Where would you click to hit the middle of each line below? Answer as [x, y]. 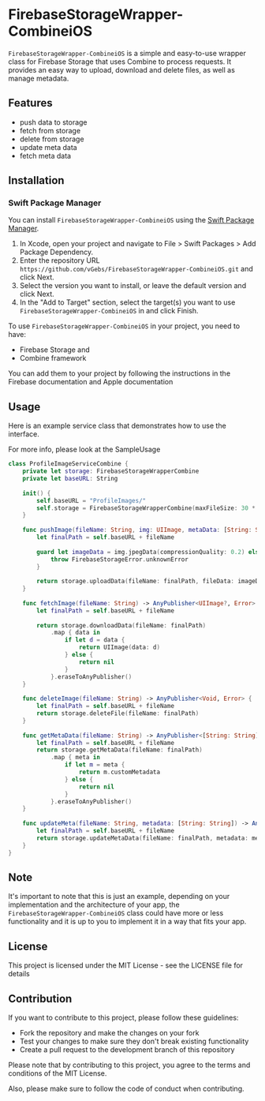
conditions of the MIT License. [58, 1073]
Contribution [40, 999]
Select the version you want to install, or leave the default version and [133, 286]
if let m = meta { [95, 765]
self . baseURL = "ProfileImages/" [91, 500]
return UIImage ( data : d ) [119, 648]
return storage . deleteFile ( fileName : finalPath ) [118, 713]
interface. [24, 434]
